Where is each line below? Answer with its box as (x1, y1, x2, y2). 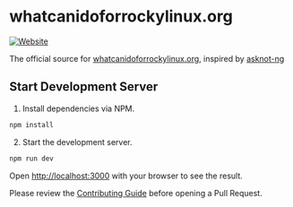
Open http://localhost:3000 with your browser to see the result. (9, 170, 244, 181)
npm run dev (9, 154, 54, 163)
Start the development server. (22, 136, 133, 147)
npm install (9, 120, 54, 129)
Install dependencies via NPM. (22, 103, 135, 114)
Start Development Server (9, 79, 159, 95)
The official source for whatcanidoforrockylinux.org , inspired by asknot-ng (9, 53, 285, 64)
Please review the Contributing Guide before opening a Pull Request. (9, 187, 263, 198)
